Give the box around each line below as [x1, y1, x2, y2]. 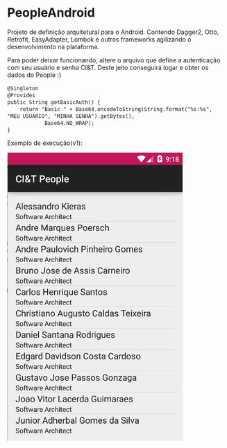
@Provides [7, 92, 36, 98]
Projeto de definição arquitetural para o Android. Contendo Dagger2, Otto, [7, 28, 219, 36]
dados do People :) [7, 71, 62, 79]
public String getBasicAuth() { [7, 98, 101, 105]
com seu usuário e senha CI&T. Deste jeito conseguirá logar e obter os [7, 63, 209, 71]
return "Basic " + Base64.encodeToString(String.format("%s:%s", [19, 105, 213, 112]
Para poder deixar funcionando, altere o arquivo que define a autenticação [7, 55, 221, 64]
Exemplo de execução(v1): [7, 139, 83, 147]
